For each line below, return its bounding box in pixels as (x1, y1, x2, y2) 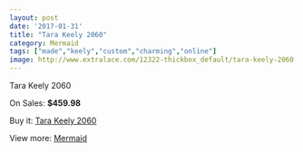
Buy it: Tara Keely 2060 (9, 115, 97, 126)
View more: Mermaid (9, 133, 88, 143)
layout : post (9, 13, 59, 23)
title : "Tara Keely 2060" (9, 30, 107, 39)
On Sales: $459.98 (9, 98, 82, 109)
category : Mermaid (9, 38, 79, 48)
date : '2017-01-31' (9, 22, 83, 31)
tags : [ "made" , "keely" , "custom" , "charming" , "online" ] (9, 47, 218, 56)
